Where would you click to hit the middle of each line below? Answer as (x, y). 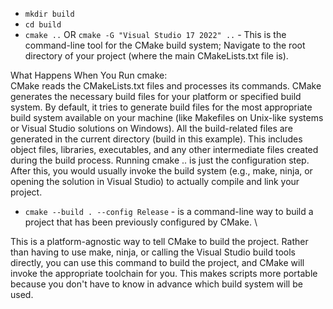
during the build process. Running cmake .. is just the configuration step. (160, 160)
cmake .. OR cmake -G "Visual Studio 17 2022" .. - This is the (155, 34)
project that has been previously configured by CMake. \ (141, 222)
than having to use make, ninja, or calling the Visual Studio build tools (153, 252)
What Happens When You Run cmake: (89, 75)
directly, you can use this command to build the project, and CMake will (157, 262)
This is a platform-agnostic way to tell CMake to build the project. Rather (159, 241)
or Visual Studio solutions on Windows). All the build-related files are (151, 128)
